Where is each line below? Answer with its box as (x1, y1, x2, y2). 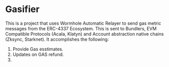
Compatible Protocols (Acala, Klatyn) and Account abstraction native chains (5, 31, 164, 37)
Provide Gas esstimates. (12, 46, 63, 52)
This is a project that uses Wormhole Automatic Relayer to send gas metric (5, 20, 161, 26)
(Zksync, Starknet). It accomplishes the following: (5, 36, 109, 42)
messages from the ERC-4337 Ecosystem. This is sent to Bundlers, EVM (5, 25, 157, 31)
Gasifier (5, 4, 40, 15)
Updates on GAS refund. (12, 51, 64, 57)
